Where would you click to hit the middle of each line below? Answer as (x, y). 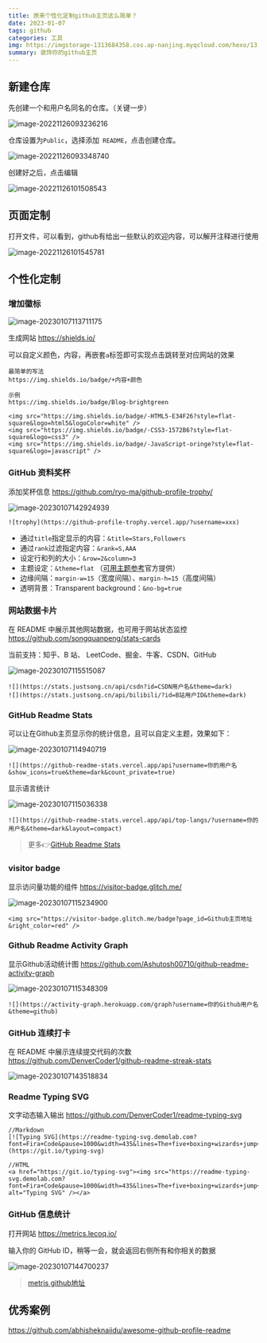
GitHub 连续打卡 (39, 1033)
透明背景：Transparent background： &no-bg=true (101, 587)
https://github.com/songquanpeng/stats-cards (85, 638)
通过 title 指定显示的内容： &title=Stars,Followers (103, 538)
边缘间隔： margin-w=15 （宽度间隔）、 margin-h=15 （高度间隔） (120, 578)
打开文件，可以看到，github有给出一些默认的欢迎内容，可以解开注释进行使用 (133, 236)
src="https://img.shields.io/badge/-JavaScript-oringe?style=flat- (140, 444)
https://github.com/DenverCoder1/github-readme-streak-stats (110, 1061)
